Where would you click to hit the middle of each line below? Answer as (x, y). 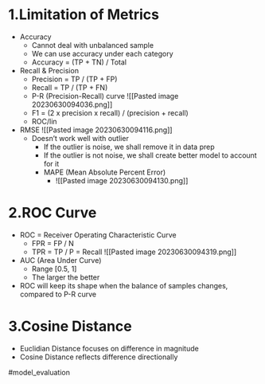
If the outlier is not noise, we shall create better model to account (150, 155)
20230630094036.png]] (72, 104)
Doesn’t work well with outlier (80, 138)
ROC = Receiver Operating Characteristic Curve (98, 235)
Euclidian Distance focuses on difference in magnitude (109, 348)
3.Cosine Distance (70, 326)
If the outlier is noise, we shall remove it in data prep (129, 147)
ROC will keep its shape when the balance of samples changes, (124, 285)
